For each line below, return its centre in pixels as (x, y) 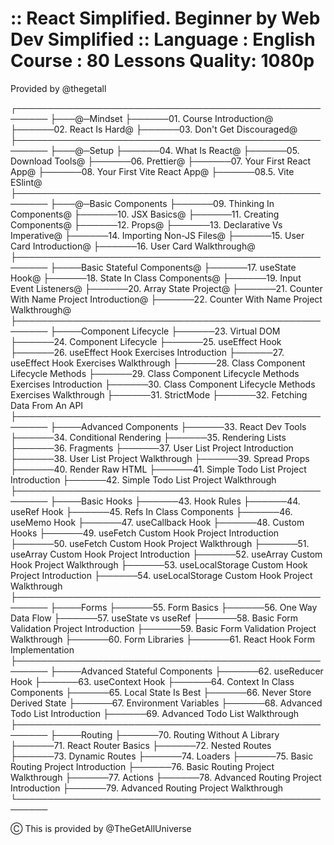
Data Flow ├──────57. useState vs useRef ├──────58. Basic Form (154, 618)
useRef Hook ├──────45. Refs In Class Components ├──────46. (151, 511)
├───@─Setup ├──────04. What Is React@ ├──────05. (174, 150)
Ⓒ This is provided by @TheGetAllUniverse (101, 828)
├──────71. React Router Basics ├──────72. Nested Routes (141, 745)
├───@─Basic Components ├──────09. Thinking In (162, 203)
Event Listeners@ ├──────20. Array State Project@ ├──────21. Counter (166, 288)
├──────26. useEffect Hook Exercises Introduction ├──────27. (147, 352)
